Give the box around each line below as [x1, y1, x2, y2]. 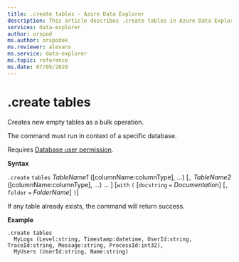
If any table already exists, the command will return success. [7, 201, 185, 210]
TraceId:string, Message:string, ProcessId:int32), [7, 241, 164, 249]
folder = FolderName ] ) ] [7, 188, 80, 197]
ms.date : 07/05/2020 [7, 63, 69, 70]
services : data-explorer [7, 23, 81, 31]
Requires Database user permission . [7, 145, 114, 154]
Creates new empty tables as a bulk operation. [7, 117, 144, 126]
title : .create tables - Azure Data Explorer [7, 10, 144, 18]
